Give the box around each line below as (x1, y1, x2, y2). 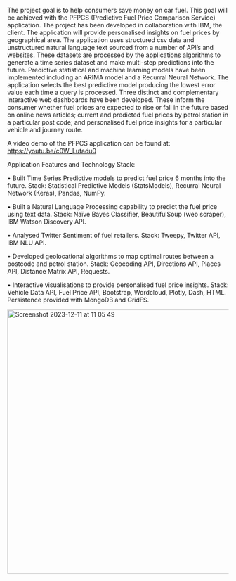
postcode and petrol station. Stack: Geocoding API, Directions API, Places (7, 260, 221, 268)
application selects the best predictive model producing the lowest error (7, 81, 216, 89)
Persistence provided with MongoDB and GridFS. (7, 295, 150, 304)
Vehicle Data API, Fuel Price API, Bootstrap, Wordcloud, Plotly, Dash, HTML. (7, 288, 227, 296)
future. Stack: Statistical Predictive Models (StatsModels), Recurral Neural (7, 181, 221, 189)
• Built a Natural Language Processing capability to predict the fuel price (7, 203, 218, 210)
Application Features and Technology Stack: (7, 160, 136, 168)
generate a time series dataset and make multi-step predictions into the (7, 58, 214, 66)
